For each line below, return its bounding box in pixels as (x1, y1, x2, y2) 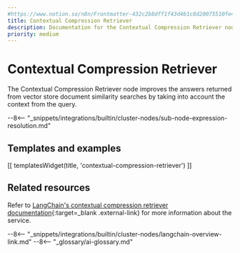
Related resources (7, 182, 91, 194)
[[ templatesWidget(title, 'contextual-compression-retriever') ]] (7, 162, 192, 169)
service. (7, 216, 31, 224)
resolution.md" (7, 121, 51, 130)
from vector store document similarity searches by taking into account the (7, 92, 226, 101)
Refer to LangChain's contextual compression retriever (7, 201, 169, 209)
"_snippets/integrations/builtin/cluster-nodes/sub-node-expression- (27, 114, 228, 122)
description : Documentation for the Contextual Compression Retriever (7, 24, 222, 31)
